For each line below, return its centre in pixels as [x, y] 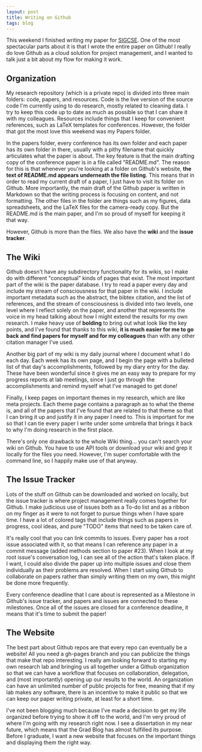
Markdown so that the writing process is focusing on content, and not [92, 194]
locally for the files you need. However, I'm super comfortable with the [93, 454]
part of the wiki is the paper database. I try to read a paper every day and [97, 285]
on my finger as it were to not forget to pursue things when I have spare [95, 513]
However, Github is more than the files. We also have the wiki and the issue [100, 232]
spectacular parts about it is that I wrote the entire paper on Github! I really [99, 46]
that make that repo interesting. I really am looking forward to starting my [96, 660]
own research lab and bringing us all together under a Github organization [98, 666]
